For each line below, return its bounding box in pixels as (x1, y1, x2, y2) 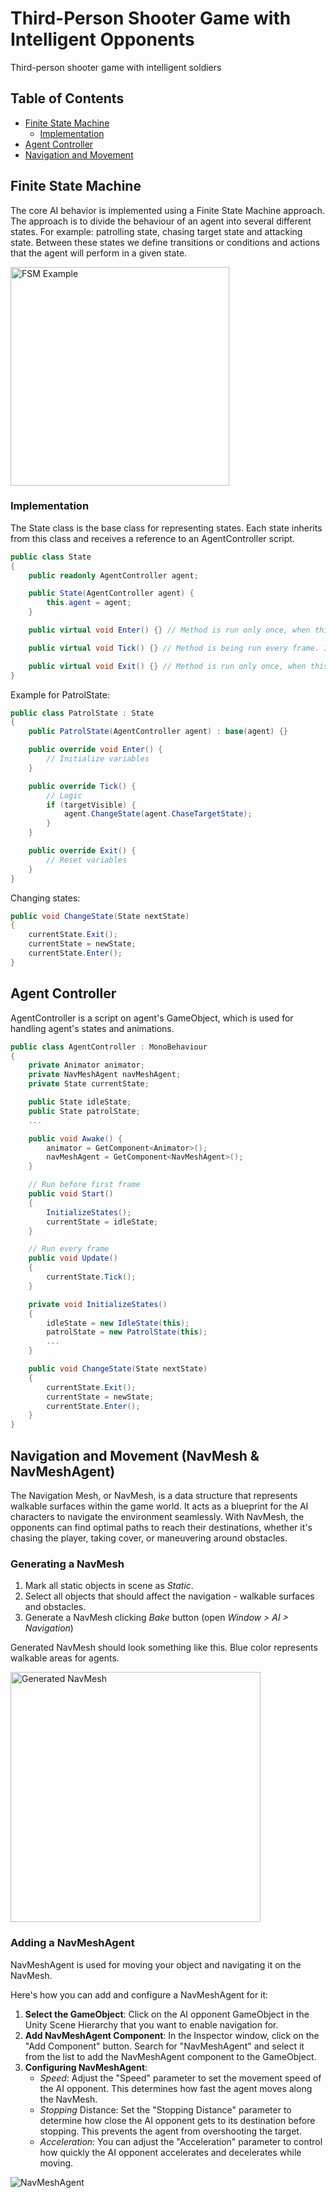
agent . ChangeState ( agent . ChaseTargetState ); (63, 809, 253, 819)
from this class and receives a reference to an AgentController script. (10, 532, 295, 544)
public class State (10, 552, 92, 562)
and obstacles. (24, 1601, 87, 1613)
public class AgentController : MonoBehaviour (10, 1042, 208, 1052)
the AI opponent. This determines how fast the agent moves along (39, 2082, 313, 2094)
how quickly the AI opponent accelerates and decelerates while (39, 2146, 302, 2158)
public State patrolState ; (28, 1106, 141, 1116)
